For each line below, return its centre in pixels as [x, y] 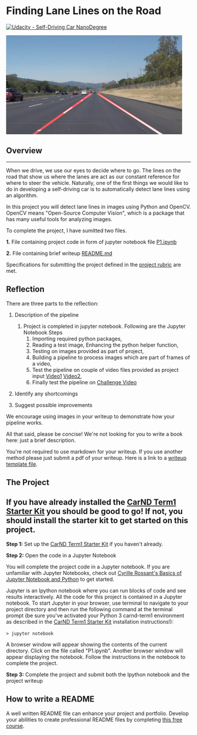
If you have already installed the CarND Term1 [91, 502]
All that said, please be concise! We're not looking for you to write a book [94, 434]
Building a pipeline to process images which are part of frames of [111, 357]
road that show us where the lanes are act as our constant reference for [93, 177]
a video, [42, 363]
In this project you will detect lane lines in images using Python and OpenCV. [98, 206]
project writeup [24, 680]
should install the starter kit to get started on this [97, 521]
